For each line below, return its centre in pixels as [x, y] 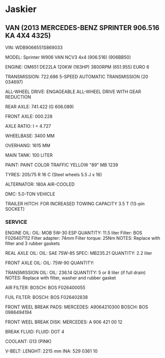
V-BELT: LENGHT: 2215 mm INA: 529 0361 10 [51, 351]
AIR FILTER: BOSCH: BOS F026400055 [45, 288]
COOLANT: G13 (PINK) [28, 341]
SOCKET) [15, 209]
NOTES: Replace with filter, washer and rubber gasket [60, 278]
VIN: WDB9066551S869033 [34, 48]
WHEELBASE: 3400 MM [30, 136]
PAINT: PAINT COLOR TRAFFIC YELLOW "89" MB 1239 [62, 165]
